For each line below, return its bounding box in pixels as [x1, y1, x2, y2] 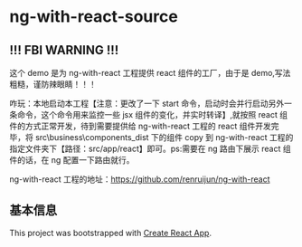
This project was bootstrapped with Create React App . [9, 227, 212, 238]
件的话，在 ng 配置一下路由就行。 [9, 155, 135, 165]
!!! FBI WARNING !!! [9, 43, 119, 58]
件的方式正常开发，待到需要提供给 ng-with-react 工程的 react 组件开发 [9, 120, 271, 131]
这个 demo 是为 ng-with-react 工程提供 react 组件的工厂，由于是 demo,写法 [9, 68, 291, 78]
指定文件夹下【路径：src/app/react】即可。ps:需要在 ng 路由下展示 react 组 [9, 143, 291, 154]
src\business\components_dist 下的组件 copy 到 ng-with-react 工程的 [34, 132, 294, 142]
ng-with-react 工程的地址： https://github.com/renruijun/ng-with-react [9, 174, 270, 185]
